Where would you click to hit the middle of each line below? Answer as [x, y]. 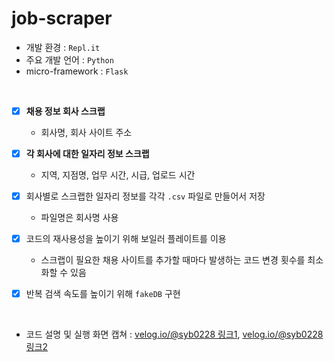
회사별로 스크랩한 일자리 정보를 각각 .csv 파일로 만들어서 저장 [145, 196]
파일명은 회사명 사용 [79, 218]
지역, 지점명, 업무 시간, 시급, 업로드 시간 [118, 175]
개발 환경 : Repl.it [63, 47]
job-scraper [62, 18]
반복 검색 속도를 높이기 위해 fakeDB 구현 [103, 294]
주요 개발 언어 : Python [69, 59]
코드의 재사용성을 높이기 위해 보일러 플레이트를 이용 [126, 239]
